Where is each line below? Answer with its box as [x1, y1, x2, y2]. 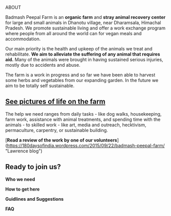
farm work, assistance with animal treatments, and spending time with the [5, 116, 161, 122]
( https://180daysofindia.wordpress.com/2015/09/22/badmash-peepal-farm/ [5, 142, 165, 148]
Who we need [5, 176, 35, 182]
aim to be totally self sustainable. [5, 83, 75, 89]
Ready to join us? [5, 163, 61, 171]
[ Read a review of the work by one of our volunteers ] [5, 137, 119, 143]
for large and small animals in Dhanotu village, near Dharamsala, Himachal [5, 20, 161, 25]
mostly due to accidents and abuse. [5, 62, 81, 68]
